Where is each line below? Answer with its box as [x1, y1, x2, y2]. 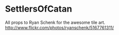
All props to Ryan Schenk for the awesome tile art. [5, 19, 105, 25]
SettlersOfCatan [5, 3, 72, 15]
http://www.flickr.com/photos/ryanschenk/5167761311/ [5, 24, 114, 30]
